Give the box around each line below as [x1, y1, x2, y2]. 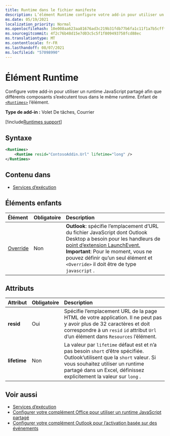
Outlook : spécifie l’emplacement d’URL [65, 222, 159, 229]
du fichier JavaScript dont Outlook [65, 229, 148, 236]
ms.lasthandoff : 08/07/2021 [5, 45, 65, 50]
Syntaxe [5, 133, 32, 142]
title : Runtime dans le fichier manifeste [5, 7, 96, 13]
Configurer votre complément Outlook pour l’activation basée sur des [12, 420, 157, 426]
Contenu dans [5, 171, 51, 179]
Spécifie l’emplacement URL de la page [64, 308, 157, 315]
